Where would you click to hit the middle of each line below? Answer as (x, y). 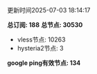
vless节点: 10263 (41, 39)
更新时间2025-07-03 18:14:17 (49, 10)
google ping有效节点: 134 (44, 63)
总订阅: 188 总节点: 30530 (45, 25)
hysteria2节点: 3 (40, 48)
